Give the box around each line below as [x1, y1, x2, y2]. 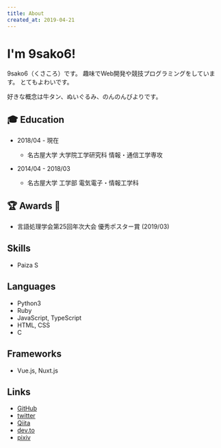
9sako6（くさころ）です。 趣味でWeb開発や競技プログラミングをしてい [7, 69, 210, 78]
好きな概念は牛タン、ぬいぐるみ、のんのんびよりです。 [7, 93, 162, 101]
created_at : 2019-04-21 [7, 16, 75, 23]
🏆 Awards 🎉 [7, 200, 61, 211]
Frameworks [7, 348, 62, 360]
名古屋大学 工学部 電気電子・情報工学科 [27, 179, 139, 187]
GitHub [16, 404, 38, 412]
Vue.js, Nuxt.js [16, 366, 58, 375]
